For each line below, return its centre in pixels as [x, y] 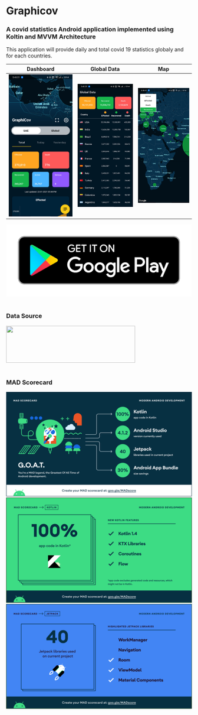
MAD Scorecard [29, 382]
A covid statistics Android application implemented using [90, 30]
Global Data [105, 69]
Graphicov [32, 11]
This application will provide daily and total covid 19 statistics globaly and [95, 50]
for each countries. [29, 56]
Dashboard [41, 69]
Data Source [24, 316]
